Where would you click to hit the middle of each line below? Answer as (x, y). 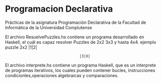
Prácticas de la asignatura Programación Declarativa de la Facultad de (76, 22)
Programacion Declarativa (59, 9)
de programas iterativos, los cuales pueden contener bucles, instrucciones (80, 70)
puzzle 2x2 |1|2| (21, 47)
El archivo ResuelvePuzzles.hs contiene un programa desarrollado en (75, 37)
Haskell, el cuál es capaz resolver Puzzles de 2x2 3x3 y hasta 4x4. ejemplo (81, 42)
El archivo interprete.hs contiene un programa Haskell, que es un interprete (80, 65)
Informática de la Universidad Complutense (49, 27)
